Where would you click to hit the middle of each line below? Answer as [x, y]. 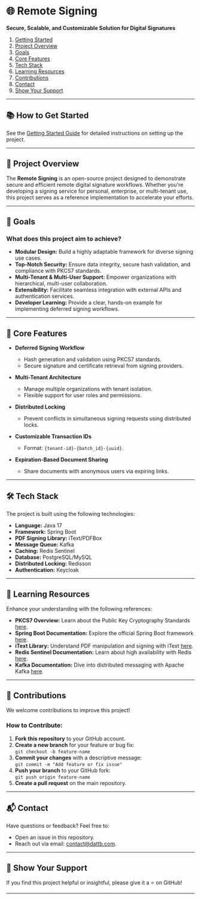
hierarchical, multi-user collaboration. [61, 284]
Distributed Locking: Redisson [53, 563]
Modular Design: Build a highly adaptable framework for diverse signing [104, 252]
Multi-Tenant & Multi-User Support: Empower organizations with [95, 277]
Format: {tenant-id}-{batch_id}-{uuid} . [74, 448]
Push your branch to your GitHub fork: [63, 770]
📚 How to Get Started [48, 116]
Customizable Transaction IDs [53, 437]
